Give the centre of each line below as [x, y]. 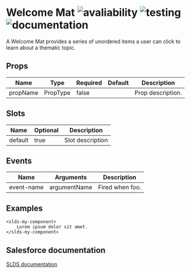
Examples [24, 208]
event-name [26, 187]
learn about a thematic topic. [41, 48]
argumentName [71, 187]
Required [89, 82]
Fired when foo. [120, 187]
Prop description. [158, 92]
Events [19, 161]
